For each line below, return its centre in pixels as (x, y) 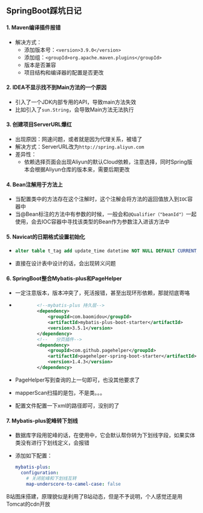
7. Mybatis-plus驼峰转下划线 (42, 420)
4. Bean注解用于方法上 (35, 184)
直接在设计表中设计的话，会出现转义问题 (65, 263)
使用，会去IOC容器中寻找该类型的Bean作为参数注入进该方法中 (92, 222)
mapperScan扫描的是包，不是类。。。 (60, 392)
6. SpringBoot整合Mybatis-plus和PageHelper (64, 278)
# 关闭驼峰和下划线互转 (51, 478)
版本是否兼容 (40, 65)
